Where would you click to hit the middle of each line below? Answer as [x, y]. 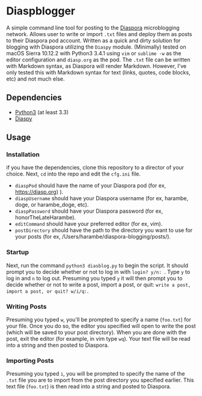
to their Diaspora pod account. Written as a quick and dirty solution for [93, 40]
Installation [23, 154]
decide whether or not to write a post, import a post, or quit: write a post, [99, 284]
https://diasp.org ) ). [39, 192]
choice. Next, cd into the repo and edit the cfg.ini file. [74, 174]
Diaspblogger [41, 11]
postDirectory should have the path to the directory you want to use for [104, 230]
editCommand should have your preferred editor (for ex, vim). [89, 224]
